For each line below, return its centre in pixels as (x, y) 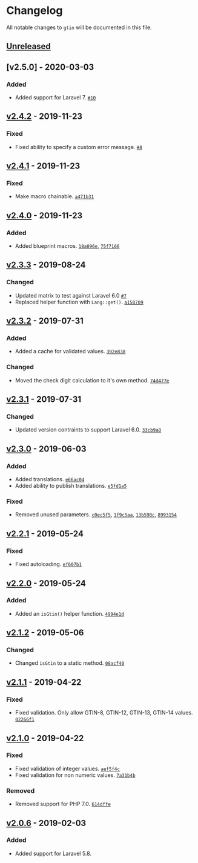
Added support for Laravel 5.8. (53, 853)
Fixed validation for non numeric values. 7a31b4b (75, 775)
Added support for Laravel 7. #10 (55, 98)
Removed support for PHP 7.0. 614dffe (63, 804)
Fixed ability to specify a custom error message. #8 (78, 147)
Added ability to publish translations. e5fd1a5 (71, 486)
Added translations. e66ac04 (50, 479)
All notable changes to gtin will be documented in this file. (79, 27)
